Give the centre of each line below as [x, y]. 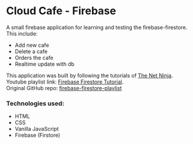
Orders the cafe [34, 57]
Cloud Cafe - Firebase [61, 11]
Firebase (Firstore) [37, 135]
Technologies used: [35, 103]
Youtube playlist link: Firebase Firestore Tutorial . [65, 82]
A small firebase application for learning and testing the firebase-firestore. [97, 27]
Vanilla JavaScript [37, 129]
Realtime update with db [45, 64]
